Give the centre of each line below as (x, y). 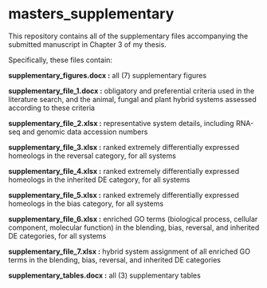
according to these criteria (52, 108)
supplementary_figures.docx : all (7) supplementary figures (108, 75)
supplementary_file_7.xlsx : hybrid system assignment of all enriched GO (130, 251)
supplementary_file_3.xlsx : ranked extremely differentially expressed (124, 147)
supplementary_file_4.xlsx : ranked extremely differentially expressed (124, 171)
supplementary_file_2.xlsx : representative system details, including (121, 123)
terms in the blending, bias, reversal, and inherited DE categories (115, 259)
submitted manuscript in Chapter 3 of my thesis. (88, 44)
